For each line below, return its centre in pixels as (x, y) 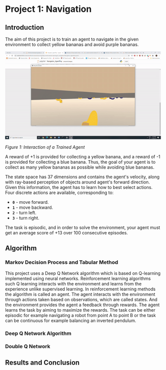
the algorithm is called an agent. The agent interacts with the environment (80, 294)
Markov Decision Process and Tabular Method (62, 262)
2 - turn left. (24, 212)
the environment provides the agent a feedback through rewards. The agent (82, 305)
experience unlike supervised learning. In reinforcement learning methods (80, 289)
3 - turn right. (26, 218)
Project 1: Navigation (48, 9)
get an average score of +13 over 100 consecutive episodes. (67, 232)
